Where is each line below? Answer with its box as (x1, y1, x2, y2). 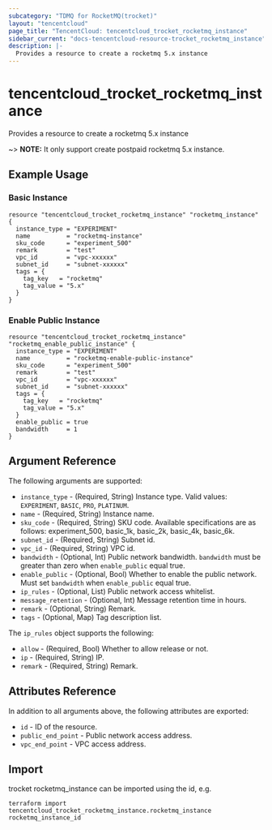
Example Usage (8, 168, 89, 182)
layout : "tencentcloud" (8, 19, 89, 28)
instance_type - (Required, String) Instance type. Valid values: (19, 492, 228, 501)
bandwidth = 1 (15, 425, 79, 433)
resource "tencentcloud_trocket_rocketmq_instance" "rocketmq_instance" (8, 210, 259, 219)
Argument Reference (8, 454, 117, 468)
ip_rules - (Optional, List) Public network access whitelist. (19, 586, 215, 596)
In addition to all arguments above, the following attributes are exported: (8, 706, 249, 716)
